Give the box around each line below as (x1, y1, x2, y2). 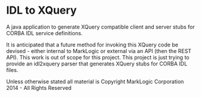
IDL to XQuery (6, 4, 77, 17)
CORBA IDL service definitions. (6, 29, 83, 36)
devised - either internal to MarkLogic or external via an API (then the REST (6, 47, 191, 54)
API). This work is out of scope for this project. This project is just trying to (6, 54, 190, 61)
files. (6, 66, 19, 73)
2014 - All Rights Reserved (6, 84, 72, 91)
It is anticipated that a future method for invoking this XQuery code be (6, 41, 178, 48)
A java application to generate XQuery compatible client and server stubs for (6, 23, 195, 30)
